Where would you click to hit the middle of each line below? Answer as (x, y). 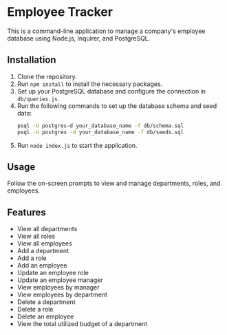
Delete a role (35, 310)
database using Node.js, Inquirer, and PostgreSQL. (79, 38)
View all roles (36, 236)
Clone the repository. (47, 76)
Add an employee (42, 266)
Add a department (43, 251)
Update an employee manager (60, 280)
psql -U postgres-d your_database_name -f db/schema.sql (100, 126)
